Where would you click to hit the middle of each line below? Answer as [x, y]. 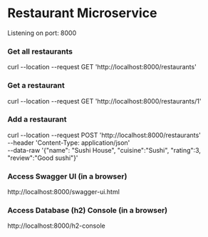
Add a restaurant [37, 119]
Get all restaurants [40, 51]
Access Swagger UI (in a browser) [67, 176]
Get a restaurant [36, 86]
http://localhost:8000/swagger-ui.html [63, 192]
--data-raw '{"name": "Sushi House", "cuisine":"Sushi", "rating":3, [104, 150]
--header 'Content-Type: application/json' [69, 142]
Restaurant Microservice [82, 13]
